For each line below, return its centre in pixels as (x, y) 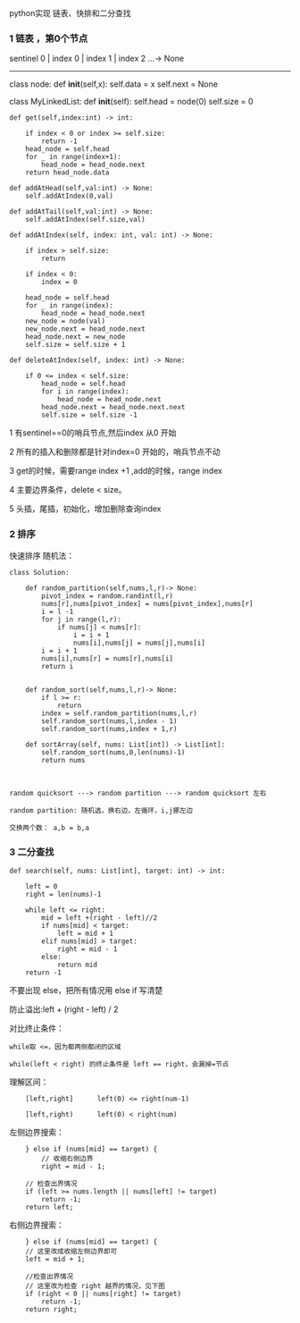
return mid (77, 965)
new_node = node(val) (65, 321)
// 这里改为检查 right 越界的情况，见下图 (95, 1285)
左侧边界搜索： (37, 1132)
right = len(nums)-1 (63, 894)
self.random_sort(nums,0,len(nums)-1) (113, 752)
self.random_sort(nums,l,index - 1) (109, 721)
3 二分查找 (32, 852)
